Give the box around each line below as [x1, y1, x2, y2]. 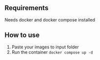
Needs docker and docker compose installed [4, 17, 96, 22]
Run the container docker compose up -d [11, 49, 93, 55]
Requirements [4, 4, 49, 12]
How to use [4, 31, 40, 40]
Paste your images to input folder [11, 44, 79, 50]
